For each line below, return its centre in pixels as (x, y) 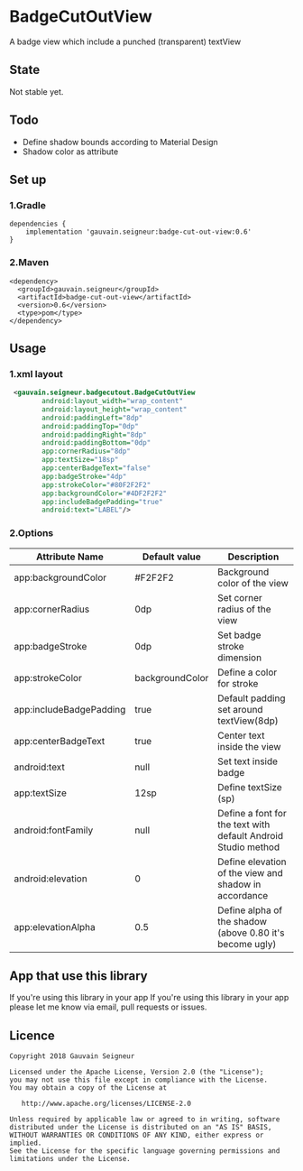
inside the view (249, 746)
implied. (26, 1143)
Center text (241, 735)
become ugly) (247, 944)
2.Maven (29, 263)
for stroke (238, 683)
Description (253, 557)
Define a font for (252, 813)
